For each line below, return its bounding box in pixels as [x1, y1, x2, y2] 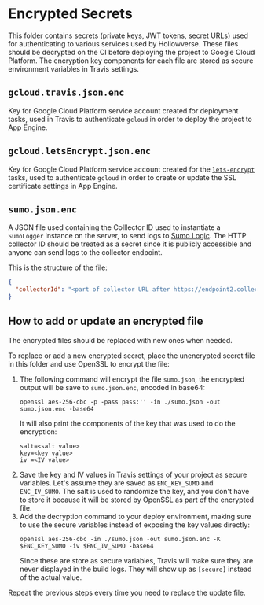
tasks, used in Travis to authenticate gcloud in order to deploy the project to [8, 114, 253, 124]
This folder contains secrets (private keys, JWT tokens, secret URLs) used [8, 31, 249, 40]
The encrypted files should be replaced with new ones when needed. [8, 335, 233, 345]
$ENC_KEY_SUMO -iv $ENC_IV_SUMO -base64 [19, 542, 154, 550]
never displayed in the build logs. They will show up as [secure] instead [19, 564, 252, 574]
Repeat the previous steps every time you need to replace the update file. [8, 588, 246, 597]
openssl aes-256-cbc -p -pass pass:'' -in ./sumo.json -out [19, 398, 221, 406]
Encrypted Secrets [8, 5, 133, 23]
